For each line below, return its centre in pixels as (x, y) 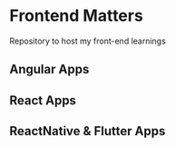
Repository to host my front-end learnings (87, 41)
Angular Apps (49, 69)
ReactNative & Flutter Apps (87, 131)
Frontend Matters (76, 16)
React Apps (43, 100)
